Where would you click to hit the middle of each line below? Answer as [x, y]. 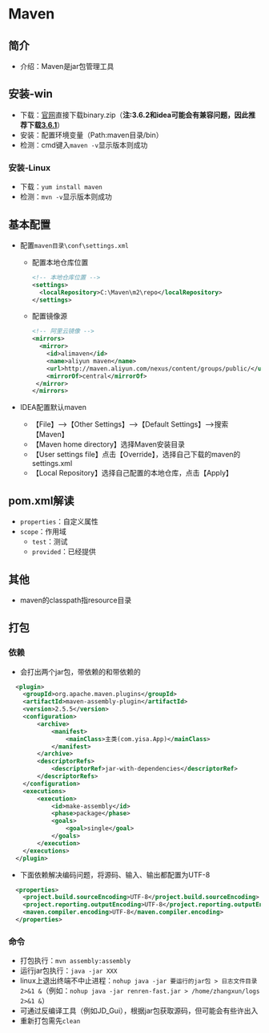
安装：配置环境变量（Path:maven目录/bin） [91, 135]
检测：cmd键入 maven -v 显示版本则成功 [84, 144]
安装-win [31, 94]
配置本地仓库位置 [60, 262]
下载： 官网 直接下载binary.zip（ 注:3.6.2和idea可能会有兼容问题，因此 [134, 115]
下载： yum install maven [61, 187]
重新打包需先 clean [50, 1021]
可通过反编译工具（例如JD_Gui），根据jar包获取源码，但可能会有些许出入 [139, 1011]
